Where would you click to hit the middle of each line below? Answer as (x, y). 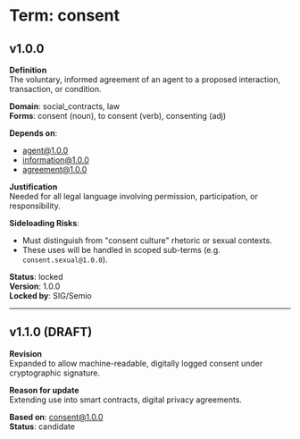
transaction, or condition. (55, 89)
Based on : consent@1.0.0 (56, 417)
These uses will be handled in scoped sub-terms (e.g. (121, 250)
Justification (33, 187)
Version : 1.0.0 (35, 286)
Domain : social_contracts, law (65, 106)
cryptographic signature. (55, 373)
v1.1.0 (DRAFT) (51, 332)
